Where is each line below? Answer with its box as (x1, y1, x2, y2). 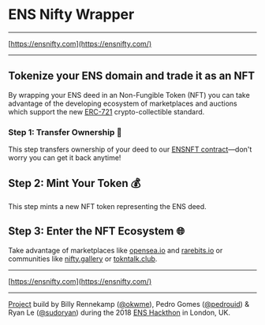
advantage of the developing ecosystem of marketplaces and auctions (8, 99, 238, 108)
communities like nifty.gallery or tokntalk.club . (8, 254, 158, 263)
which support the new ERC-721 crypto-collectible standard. (8, 106, 205, 116)
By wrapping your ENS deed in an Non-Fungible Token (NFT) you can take (8, 90, 250, 99)
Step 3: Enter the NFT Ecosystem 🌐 (8, 225, 185, 238)
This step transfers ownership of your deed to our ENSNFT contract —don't (8, 144, 252, 155)
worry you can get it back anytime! (8, 153, 121, 162)
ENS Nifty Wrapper (8, 6, 135, 24)
